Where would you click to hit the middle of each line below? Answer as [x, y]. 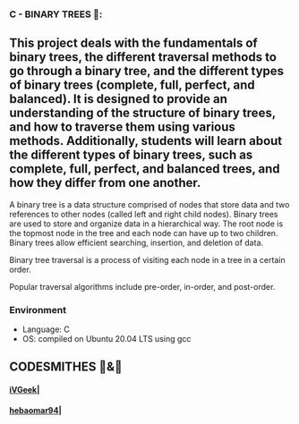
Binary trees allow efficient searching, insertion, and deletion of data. [137, 242]
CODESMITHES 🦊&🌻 [66, 367]
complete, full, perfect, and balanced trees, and [145, 169]
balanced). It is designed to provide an [119, 99]
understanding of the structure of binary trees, [142, 113]
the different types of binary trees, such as [131, 155]
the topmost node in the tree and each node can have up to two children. [144, 233]
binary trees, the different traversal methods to [143, 57]
